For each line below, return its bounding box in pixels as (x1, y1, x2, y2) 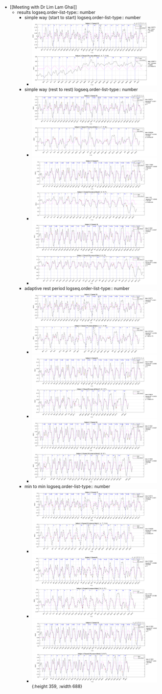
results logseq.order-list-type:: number (17, 9, 95, 15)
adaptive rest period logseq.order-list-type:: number (24, 285, 130, 291)
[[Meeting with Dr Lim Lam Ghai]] (9, 4, 77, 10)
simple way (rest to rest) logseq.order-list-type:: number (24, 86, 138, 92)
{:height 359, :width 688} (31, 683, 83, 689)
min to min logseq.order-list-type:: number (24, 483, 110, 489)
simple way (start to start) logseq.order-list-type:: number (24, 15, 141, 20)
